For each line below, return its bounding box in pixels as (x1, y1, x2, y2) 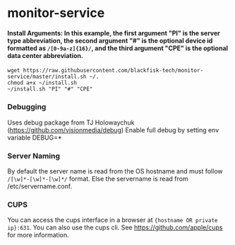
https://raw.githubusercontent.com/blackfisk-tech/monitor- (23, 67, 203, 74)
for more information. (7, 231, 69, 239)
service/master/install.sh (7, 73, 87, 81)
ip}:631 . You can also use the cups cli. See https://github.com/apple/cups (7, 223, 224, 232)
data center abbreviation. (7, 51, 83, 59)
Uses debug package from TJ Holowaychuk (7, 118, 135, 127)
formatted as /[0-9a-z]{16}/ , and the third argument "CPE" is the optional (7, 44, 228, 52)
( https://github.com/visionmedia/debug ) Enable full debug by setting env (7, 125, 219, 134)
